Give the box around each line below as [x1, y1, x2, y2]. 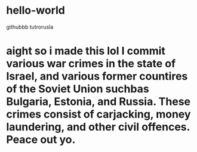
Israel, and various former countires [6, 70, 188, 83]
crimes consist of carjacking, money [6, 108, 191, 121]
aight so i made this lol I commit [6, 44, 166, 58]
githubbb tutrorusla [6, 23, 54, 30]
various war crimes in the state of [6, 57, 176, 70]
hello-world [6, 4, 66, 17]
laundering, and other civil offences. [6, 120, 190, 134]
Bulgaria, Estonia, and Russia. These [6, 95, 191, 108]
